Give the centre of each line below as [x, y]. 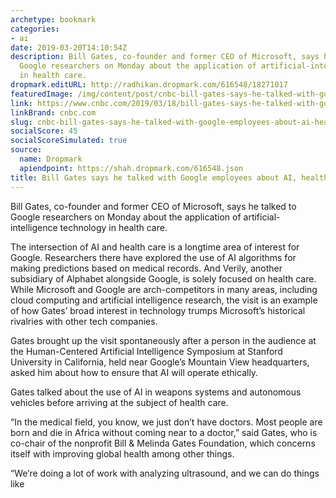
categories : [35, 29]
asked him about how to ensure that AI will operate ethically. [134, 372]
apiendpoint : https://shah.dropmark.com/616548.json [131, 168]
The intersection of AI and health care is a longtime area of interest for [155, 247]
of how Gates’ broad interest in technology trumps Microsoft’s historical [158, 310]
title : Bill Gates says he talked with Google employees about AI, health [169, 177]
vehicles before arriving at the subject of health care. [119, 402]
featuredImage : [42, 94]
